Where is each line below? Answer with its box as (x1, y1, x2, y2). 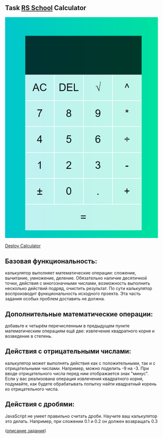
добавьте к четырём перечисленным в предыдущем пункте (5, 323, 130, 329)
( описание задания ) (5, 428, 47, 434)
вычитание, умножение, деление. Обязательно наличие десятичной (5, 275, 147, 281)
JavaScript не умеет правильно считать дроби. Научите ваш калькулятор (5, 413, 158, 419)
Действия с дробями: (5, 400, 75, 408)
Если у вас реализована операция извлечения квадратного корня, (5, 376, 144, 382)
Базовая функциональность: (5, 257, 98, 265)
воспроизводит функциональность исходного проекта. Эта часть (5, 291, 141, 296)
